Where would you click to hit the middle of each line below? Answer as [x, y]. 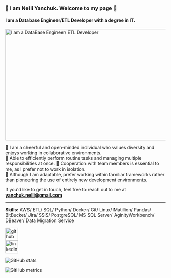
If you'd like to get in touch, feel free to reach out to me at [66, 190]
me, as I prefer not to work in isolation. [46, 169]
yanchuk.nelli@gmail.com [34, 195]
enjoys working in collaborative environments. [53, 153]
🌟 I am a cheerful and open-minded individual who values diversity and [80, 148]
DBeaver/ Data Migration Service [40, 220]
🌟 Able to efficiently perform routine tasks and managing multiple [74, 158]
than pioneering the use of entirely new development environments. [76, 180]
